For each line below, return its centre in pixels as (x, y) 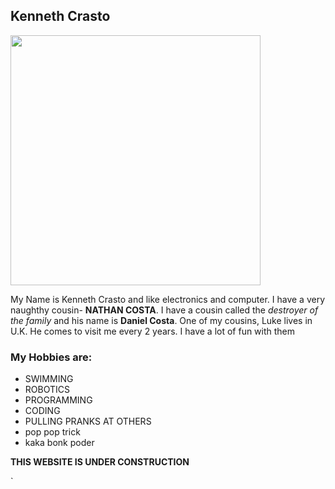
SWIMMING (49, 379)
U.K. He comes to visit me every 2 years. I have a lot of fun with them (153, 331)
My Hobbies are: (51, 357)
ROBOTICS (47, 390)
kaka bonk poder (59, 443)
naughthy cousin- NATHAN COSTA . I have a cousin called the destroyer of (164, 310)
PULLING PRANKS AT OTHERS (88, 421)
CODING (42, 411)
